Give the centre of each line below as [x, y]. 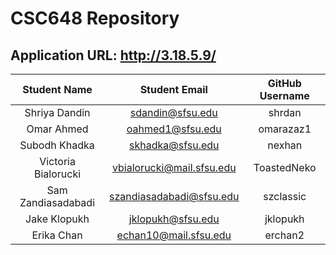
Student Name [57, 89]
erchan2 [284, 235]
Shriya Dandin [57, 112]
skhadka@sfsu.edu [174, 145]
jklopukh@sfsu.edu [174, 219]
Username [284, 95]
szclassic [285, 196]
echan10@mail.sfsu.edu [174, 235]
